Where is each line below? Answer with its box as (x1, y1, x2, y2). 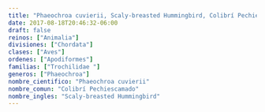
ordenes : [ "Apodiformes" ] (8, 56, 93, 64)
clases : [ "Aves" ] (8, 48, 65, 56)
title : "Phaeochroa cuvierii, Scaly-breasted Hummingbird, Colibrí (8, 11, 235, 20)
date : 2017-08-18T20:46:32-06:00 (8, 19, 118, 27)
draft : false (8, 26, 51, 34)
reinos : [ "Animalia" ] (8, 33, 80, 42)
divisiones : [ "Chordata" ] (8, 41, 93, 49)
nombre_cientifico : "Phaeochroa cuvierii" (8, 77, 150, 85)
